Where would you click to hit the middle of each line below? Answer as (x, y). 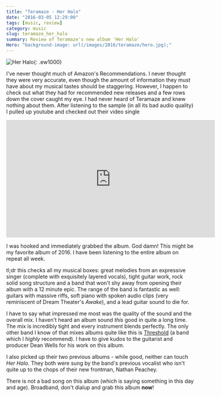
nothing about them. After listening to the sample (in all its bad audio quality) (100, 105)
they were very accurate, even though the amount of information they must (98, 80)
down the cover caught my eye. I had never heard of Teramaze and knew (96, 99)
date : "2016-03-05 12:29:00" (42, 17)
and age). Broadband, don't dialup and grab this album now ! (80, 387)
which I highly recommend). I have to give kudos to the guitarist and (89, 338)
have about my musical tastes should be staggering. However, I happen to (97, 86)
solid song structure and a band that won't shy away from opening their (94, 283)
